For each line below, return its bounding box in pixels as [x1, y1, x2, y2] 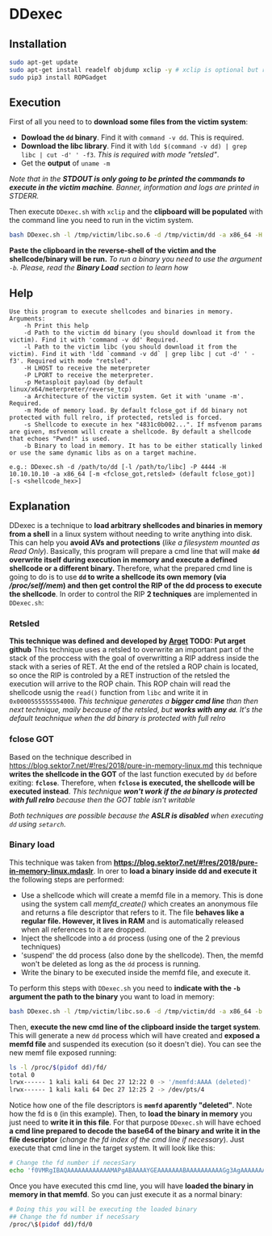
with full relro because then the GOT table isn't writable [9, 794, 196, 804]
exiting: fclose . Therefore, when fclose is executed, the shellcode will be [9, 777, 255, 787]
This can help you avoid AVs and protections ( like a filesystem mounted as [9, 538, 261, 547]
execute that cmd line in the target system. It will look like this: [9, 1143, 216, 1153]
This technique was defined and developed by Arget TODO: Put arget [9, 636, 246, 646]
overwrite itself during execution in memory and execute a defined [9, 555, 237, 564]
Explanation [9, 499, 71, 513]
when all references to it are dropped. [20, 924, 147, 934]
